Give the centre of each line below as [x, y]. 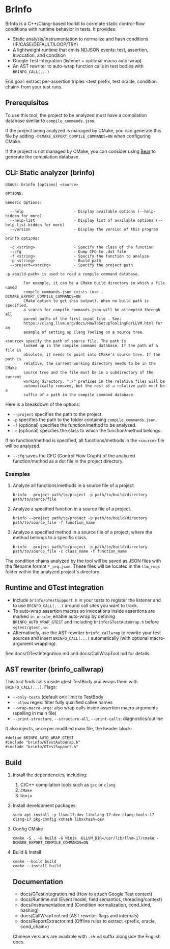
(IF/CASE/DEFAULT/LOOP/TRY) [45, 44]
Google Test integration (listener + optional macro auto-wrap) [77, 60]
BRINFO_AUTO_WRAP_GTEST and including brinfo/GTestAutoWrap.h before [86, 621]
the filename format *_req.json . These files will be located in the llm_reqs [83, 566]
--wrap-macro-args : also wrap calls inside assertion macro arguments [85, 708]
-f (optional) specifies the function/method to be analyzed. [75, 425]
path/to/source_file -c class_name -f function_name [70, 551]
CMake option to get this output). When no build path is [86, 301]
